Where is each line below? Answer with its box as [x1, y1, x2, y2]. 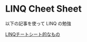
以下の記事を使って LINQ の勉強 [5, 20, 72, 26]
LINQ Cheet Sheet [5, 3, 82, 15]
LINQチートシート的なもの [5, 31, 60, 37]
